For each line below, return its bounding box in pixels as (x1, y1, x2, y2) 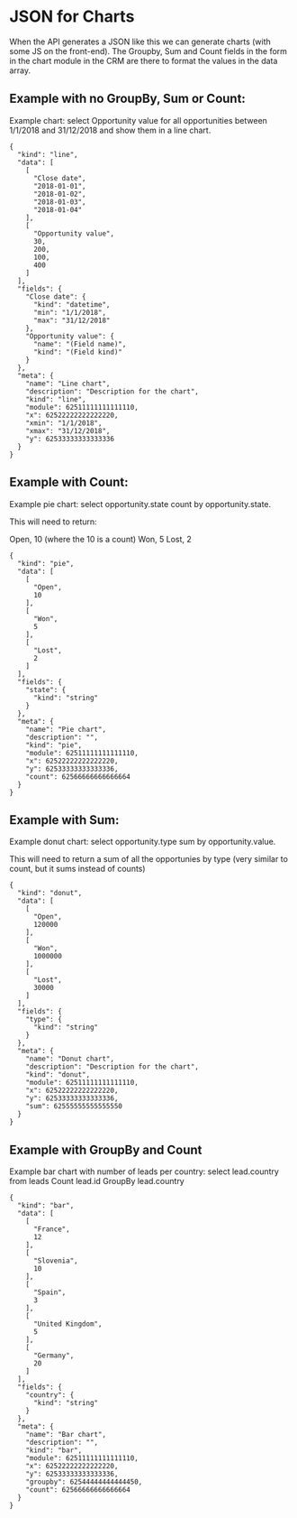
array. (9, 65, 31, 76)
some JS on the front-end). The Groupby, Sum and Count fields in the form (9, 45, 288, 56)
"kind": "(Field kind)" (32, 347, 123, 356)
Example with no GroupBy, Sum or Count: (9, 91, 246, 106)
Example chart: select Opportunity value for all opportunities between (9, 115, 268, 125)
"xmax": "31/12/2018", (25, 426, 111, 435)
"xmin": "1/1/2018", (25, 418, 103, 428)
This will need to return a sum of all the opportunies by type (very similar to (9, 854, 288, 865)
